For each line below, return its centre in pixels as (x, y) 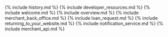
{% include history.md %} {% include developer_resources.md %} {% (77, 7)
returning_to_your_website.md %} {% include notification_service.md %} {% (84, 23)
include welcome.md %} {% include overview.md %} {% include (72, 13)
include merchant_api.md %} (35, 29)
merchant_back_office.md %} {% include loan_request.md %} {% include (81, 18)
